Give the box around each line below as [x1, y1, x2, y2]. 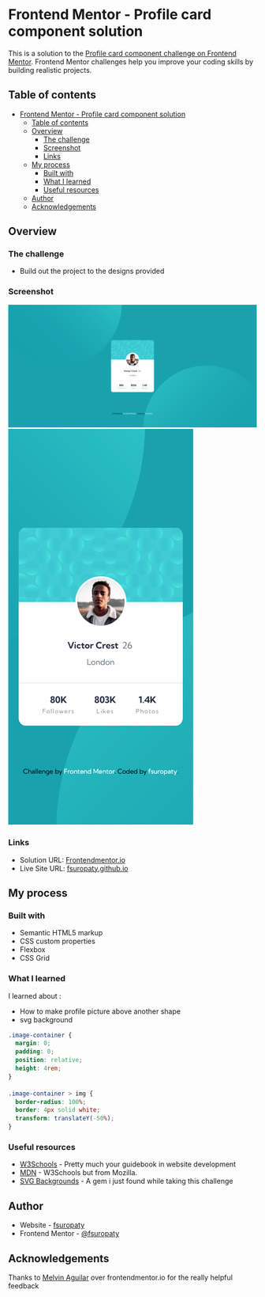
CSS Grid [19, 954, 50, 963]
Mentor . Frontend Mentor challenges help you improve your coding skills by [8, 57, 254, 66]
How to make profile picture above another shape [19, 1007, 181, 1016]
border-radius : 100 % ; [15, 1098, 87, 1105]
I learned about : [8, 991, 62, 1000]
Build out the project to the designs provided [19, 267, 165, 276]
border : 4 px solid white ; [15, 1106, 101, 1114]
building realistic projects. [8, 65, 92, 74]
